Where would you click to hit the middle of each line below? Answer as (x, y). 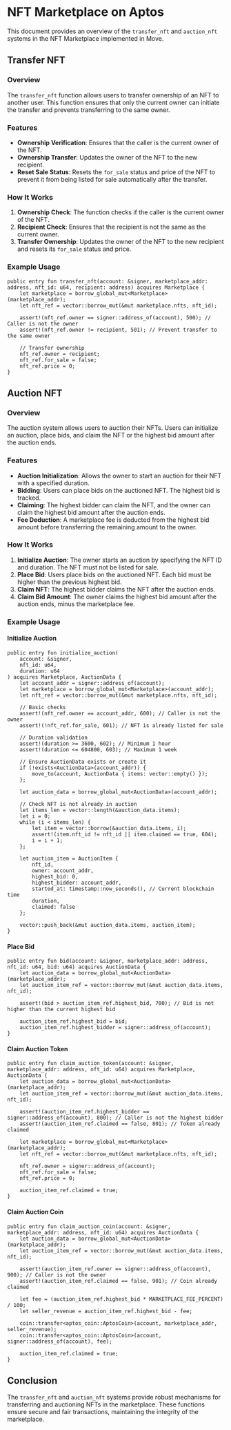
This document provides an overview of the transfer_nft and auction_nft (112, 31)
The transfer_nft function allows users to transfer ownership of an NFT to (113, 95)
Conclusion (32, 1381)
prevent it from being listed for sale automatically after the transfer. (112, 179)
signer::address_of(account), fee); (60, 1342)
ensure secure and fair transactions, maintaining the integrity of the (103, 1412)
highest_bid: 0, (55, 876)
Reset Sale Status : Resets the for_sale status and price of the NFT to (116, 172)
